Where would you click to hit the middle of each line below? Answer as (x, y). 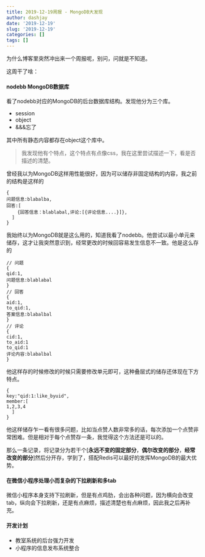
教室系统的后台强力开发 (45, 540)
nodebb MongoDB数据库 (38, 87)
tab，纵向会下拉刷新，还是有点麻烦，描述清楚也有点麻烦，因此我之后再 (96, 503)
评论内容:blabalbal (29, 354)
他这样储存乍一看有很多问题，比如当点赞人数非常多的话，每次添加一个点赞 (100, 429)
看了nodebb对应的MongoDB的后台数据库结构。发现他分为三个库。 (90, 101)
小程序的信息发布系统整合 (47, 548)
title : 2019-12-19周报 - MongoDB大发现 (55, 12)
